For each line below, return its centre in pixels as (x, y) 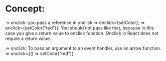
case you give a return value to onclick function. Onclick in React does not (82, 33)
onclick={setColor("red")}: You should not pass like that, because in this (80, 27)
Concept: (25, 9)
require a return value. (28, 38)
